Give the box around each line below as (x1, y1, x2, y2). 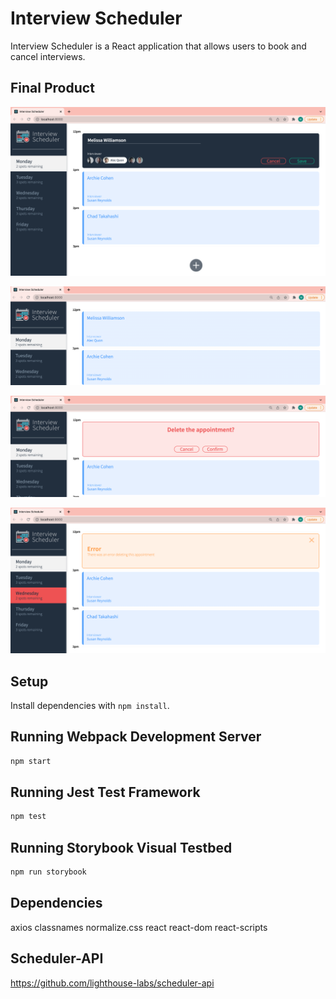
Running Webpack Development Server (10, 728, 262, 746)
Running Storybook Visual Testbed (10, 839, 233, 856)
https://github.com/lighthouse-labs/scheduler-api (10, 977, 215, 989)
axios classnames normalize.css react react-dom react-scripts (10, 921, 268, 933)
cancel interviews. (10, 50, 86, 62)
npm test (10, 812, 47, 822)
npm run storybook (10, 867, 87, 877)
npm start (10, 756, 52, 766)
